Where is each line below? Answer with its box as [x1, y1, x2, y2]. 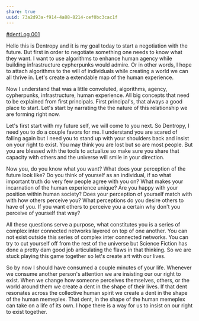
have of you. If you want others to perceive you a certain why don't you [6, 203, 181, 210]
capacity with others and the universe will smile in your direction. [6, 153, 165, 160]
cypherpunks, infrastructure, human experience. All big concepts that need [6, 92, 190, 99]
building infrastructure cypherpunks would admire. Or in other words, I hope [6, 61, 192, 68]
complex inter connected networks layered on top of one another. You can [6, 227, 188, 234]
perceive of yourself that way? [6, 209, 81, 216]
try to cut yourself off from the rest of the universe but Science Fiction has [6, 240, 188, 247]
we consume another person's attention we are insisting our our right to [6, 270, 181, 277]
